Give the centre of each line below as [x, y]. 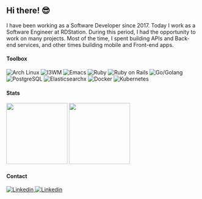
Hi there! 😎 [28, 11]
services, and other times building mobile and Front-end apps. [96, 45]
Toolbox [17, 59]
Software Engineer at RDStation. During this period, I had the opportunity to [101, 32]
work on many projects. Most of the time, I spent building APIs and [90, 38]
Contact [17, 176]
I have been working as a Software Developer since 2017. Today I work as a [101, 25]
